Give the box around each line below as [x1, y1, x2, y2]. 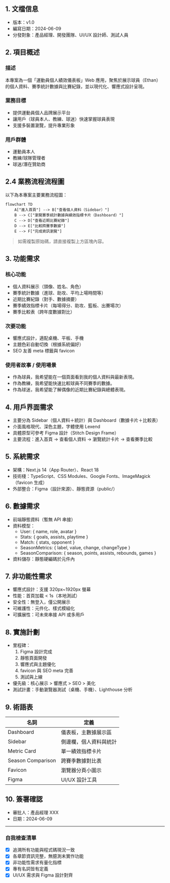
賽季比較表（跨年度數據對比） [12, 308, 75, 315]
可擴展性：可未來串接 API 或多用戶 [12, 611, 85, 618]
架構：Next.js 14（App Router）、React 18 [12, 467, 99, 473]
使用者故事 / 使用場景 [5, 361, 57, 368]
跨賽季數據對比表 [61, 758, 102, 765]
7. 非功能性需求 [5, 572, 52, 581]
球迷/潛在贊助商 [12, 161, 46, 167]
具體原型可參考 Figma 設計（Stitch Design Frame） [12, 430, 119, 436]
